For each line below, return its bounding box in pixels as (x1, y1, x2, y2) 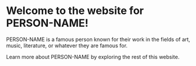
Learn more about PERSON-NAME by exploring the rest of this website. (6, 53, 180, 60)
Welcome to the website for (6, 4, 144, 18)
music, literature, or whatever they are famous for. (6, 42, 128, 49)
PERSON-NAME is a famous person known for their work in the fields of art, (6, 36, 191, 43)
